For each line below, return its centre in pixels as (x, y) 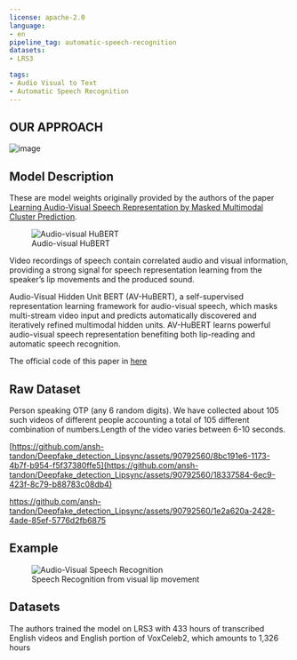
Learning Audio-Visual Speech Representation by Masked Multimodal (136, 207)
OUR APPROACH (56, 127)
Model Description (61, 176)
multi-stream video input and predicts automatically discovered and (133, 315)
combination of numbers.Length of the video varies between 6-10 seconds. (148, 429)
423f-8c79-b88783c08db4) (61, 484)
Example (34, 549)
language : (28, 26)
